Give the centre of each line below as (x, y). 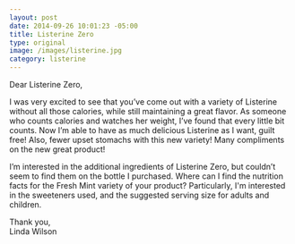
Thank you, (30, 222)
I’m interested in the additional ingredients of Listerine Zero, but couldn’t (143, 167)
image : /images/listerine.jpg (66, 51)
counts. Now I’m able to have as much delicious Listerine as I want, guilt (142, 130)
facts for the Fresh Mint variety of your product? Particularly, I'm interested (147, 185)
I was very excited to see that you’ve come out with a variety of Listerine (143, 102)
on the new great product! (57, 149)
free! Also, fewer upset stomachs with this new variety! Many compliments (147, 140)
